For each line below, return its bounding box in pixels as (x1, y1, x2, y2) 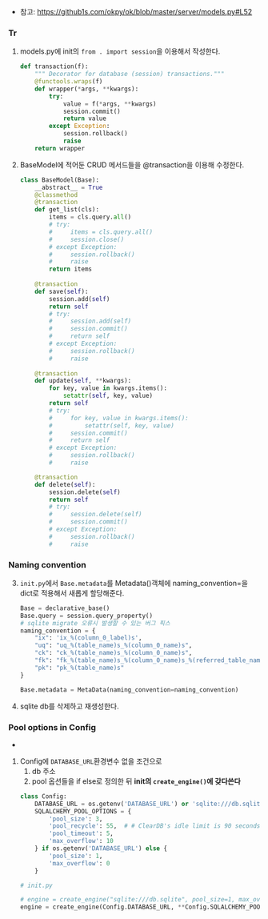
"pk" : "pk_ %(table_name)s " (34, 664, 125, 672)
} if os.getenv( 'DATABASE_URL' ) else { (34, 845, 168, 853)
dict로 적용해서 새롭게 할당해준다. (19, 588, 125, 598)
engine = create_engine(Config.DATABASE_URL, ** (19, 903, 186, 911)
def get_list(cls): (34, 206, 100, 214)
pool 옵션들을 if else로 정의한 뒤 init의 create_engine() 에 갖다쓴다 (31, 776, 242, 786)
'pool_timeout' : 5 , (49, 829, 114, 838)
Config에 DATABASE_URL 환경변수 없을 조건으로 (19, 756, 162, 766)
